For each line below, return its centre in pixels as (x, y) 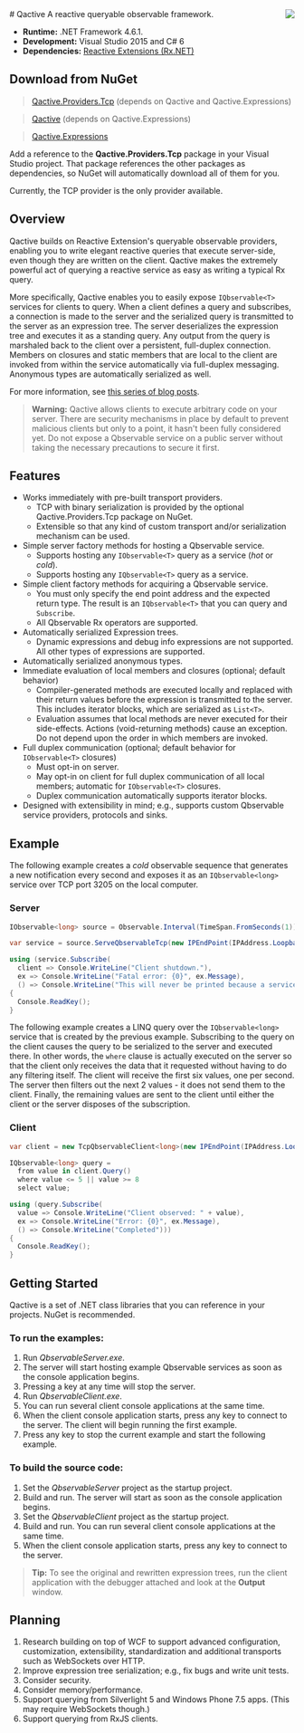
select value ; (44, 1188)
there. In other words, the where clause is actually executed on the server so (151, 1056)
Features (35, 476)
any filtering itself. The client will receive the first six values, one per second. (152, 1076)
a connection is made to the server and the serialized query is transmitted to (152, 316)
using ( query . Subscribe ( (56, 1205)
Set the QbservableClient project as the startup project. (125, 1517)
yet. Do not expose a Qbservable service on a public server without (157, 437)
